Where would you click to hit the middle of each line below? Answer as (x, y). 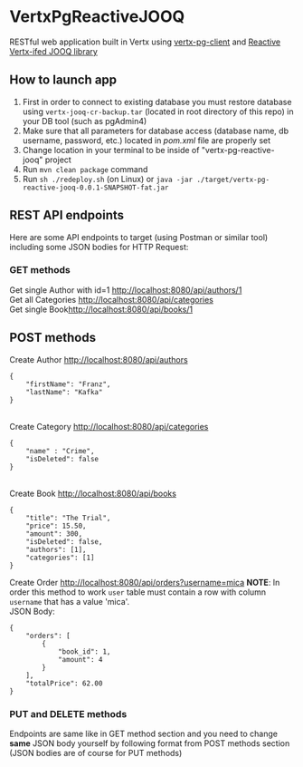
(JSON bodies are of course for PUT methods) (96, 752)
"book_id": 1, (84, 651)
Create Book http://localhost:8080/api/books (93, 493)
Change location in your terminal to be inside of (111, 150)
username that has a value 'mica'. (70, 601)
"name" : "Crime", (60, 451)
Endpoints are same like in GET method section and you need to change (144, 733)
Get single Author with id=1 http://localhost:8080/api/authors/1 (126, 290)
